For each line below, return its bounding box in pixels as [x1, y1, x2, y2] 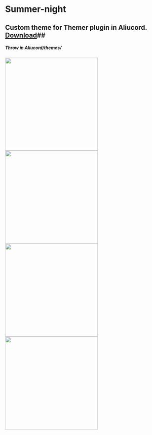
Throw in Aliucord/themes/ [5, 45, 62, 51]
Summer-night [5, 3, 67, 15]
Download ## [5, 31, 46, 39]
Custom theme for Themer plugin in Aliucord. [5, 23, 147, 32]
